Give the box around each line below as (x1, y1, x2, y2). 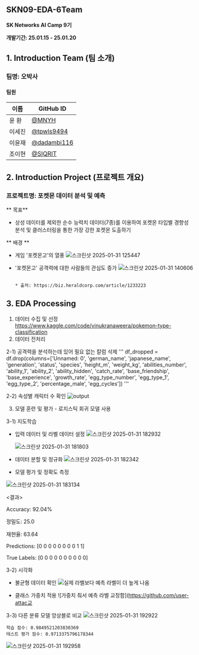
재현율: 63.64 (6, 530, 39, 538)
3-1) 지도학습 (6, 417, 37, 425)
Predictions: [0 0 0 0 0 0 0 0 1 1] (6, 542, 85, 550)
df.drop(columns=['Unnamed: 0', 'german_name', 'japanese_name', (6, 355, 171, 362)
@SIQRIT (32, 150, 57, 158)
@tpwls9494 (32, 128, 69, 136)
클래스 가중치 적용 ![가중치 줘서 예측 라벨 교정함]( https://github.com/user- (14, 591, 189, 598)
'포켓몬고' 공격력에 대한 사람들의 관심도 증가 (14, 265, 117, 272)
